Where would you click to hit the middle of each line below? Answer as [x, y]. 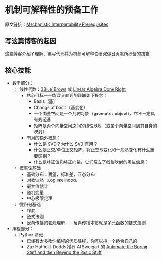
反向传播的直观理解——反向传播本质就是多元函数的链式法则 [86, 222]
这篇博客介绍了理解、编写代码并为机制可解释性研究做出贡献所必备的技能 [77, 53]
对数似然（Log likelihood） [53, 180]
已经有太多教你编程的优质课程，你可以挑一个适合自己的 [82, 241]
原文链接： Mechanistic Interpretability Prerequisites [57, 24]
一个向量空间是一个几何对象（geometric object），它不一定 [92, 113]
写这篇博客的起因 [31, 41]
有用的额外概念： [44, 138]
